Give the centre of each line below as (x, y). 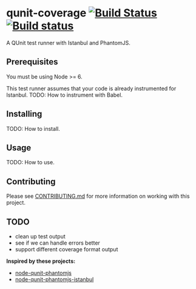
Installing (24, 114)
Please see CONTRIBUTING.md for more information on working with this (98, 196)
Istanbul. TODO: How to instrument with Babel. (65, 95)
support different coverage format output (66, 249)
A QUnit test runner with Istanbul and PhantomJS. (68, 43)
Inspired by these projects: (41, 261)
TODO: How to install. (33, 128)
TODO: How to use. (30, 162)
